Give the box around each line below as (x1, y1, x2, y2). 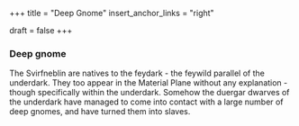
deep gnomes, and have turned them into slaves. (9, 106, 191, 117)
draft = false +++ (9, 25, 73, 35)
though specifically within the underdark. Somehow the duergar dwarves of (9, 87, 290, 98)
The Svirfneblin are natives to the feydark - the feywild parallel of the (9, 67, 266, 79)
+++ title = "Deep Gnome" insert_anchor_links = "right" (9, 8, 214, 18)
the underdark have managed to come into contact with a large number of (9, 96, 284, 107)
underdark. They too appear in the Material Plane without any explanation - (9, 77, 288, 88)
